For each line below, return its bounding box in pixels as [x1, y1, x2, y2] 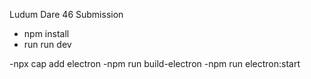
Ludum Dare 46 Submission [9, 9, 124, 20]
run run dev [23, 39, 72, 50]
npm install [23, 28, 70, 39]
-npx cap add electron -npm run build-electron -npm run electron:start [9, 58, 301, 69]
